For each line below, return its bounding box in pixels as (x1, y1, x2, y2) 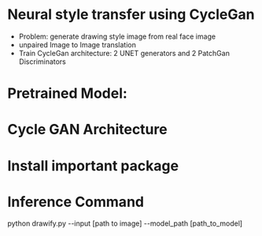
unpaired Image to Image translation (18, 39, 137, 49)
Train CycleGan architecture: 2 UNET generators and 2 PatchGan (18, 48, 230, 58)
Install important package (7, 156, 179, 174)
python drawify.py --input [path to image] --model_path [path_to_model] (7, 219, 243, 228)
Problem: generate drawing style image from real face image (18, 32, 216, 41)
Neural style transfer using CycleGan (7, 6, 255, 24)
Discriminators (18, 57, 66, 66)
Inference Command (7, 193, 145, 211)
